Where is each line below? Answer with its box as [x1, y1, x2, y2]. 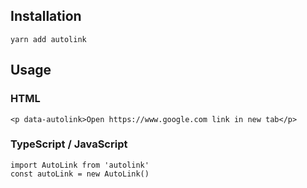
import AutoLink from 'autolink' [10, 160, 150, 170]
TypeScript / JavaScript [10, 137, 128, 151]
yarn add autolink [10, 34, 87, 44]
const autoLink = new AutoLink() [10, 169, 150, 179]
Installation [10, 8, 82, 25]
